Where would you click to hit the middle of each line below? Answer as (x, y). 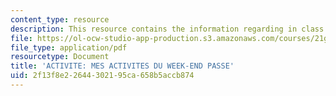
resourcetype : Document (60, 57)
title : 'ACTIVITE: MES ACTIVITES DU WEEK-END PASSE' (122, 66)
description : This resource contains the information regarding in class (167, 29)
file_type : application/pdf (69, 47)
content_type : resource (60, 19)
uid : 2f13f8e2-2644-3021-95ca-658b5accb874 (102, 76)
